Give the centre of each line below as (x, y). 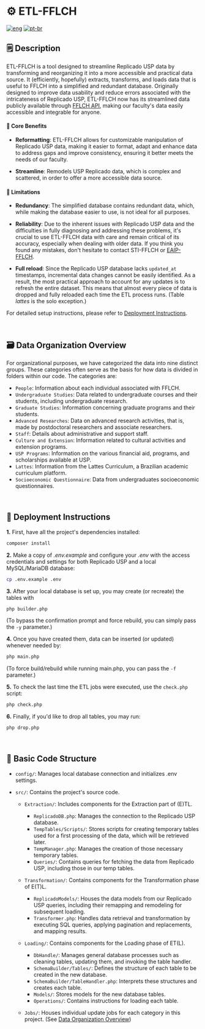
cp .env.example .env (34, 579)
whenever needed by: (34, 645)
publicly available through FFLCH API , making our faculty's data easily (95, 105)
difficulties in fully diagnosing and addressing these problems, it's (98, 231)
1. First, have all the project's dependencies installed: (73, 532)
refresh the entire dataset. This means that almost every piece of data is (106, 288)
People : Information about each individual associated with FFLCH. (98, 388)
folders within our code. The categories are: (62, 376)
